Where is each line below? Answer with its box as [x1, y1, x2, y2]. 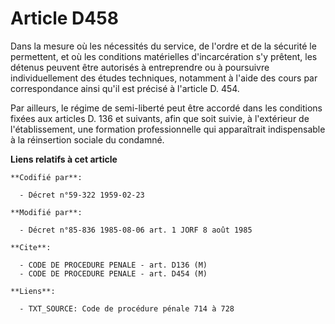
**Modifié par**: [10, 207, 83, 217]
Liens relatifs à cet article [10, 153, 118, 165]
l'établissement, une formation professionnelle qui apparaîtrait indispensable [10, 123, 326, 135]
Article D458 [10, 7, 119, 30]
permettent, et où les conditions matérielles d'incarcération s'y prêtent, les [10, 50, 318, 62]
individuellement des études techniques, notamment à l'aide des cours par [10, 72, 318, 84]
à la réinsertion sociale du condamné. [10, 133, 165, 146]
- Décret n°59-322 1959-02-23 [19, 190, 145, 200]
